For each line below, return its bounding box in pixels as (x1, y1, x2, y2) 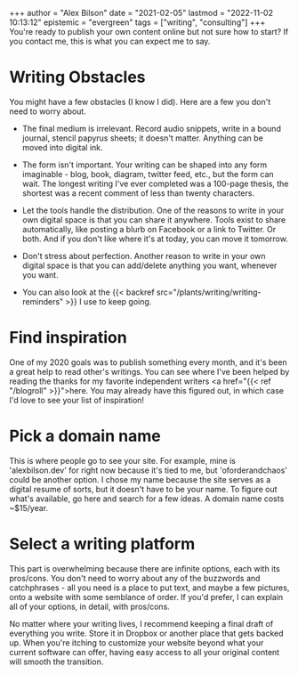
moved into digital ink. (21, 142, 104, 152)
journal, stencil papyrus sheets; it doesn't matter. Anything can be (21, 133, 264, 143)
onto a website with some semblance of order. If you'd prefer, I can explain (9, 591, 283, 602)
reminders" (21, 296, 64, 306)
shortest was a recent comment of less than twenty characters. (21, 187, 255, 199)
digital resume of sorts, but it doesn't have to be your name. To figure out (9, 483, 278, 494)
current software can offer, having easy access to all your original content (9, 646, 280, 657)
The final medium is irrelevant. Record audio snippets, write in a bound (21, 123, 282, 134)
